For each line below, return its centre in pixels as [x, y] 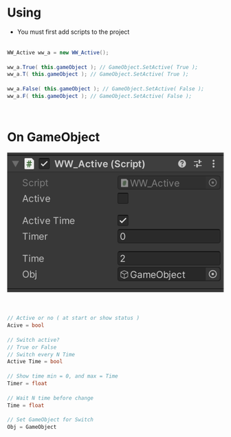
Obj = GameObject [32, 427]
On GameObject [54, 138]
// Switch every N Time [41, 354]
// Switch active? [33, 340]
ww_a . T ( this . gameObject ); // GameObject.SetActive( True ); [98, 74]
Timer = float [27, 384]
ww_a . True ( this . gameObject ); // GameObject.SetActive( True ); [102, 67]
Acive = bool [26, 325]
